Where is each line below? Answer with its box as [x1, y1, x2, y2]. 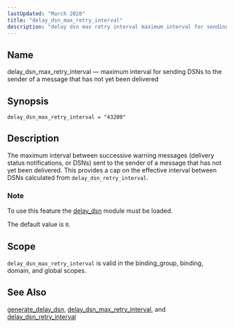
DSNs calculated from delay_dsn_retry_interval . [7, 173, 148, 181]
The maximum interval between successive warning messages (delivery [7, 151, 214, 159]
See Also [7, 287, 47, 299]
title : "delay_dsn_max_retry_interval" [7, 17, 123, 24]
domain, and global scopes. [7, 266, 87, 274]
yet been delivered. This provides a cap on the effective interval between [7, 165, 217, 174]
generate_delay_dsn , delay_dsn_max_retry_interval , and [7, 305, 166, 313]
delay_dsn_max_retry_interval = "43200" [7, 114, 127, 121]
